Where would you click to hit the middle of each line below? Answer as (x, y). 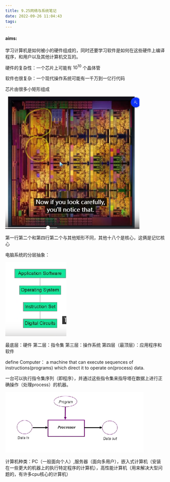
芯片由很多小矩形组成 (27, 89)
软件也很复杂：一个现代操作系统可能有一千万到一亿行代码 (65, 78)
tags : (11, 21)
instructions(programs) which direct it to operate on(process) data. (75, 368)
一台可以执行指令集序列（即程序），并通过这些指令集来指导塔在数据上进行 (82, 378)
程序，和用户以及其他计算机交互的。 (43, 56)
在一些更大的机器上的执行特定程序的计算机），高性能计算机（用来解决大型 (82, 468)
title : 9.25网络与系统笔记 (31, 11)
